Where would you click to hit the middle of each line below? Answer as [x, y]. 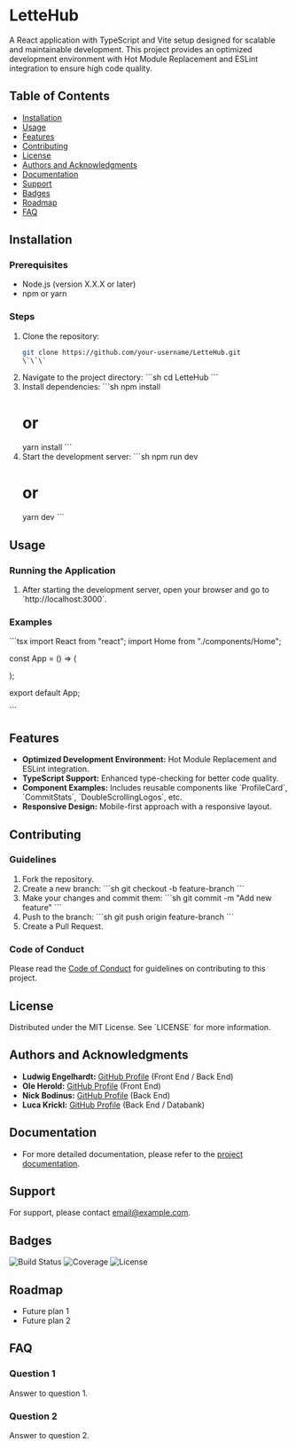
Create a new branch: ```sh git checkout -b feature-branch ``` [133, 888]
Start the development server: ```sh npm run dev [110, 457]
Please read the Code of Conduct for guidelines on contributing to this [137, 969]
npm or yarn [44, 294]
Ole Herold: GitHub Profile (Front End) [91, 1086]
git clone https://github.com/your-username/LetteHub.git [131, 352]
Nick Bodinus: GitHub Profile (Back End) [96, 1095]
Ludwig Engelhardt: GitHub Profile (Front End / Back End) [128, 1076]
